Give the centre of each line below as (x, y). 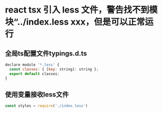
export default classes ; (34, 74)
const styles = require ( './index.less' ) (47, 106)
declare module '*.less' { (32, 65)
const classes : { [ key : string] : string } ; (54, 69)
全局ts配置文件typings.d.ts (46, 53)
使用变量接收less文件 (37, 94)
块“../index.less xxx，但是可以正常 (75, 22)
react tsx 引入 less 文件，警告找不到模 (81, 10)
